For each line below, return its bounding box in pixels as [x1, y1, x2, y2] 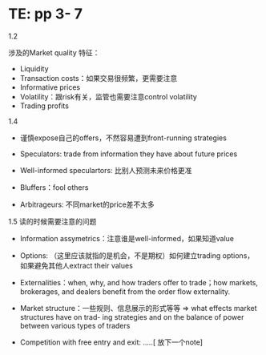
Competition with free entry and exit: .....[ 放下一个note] [19, 337, 203, 347]
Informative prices [19, 82, 81, 92]
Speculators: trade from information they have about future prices [19, 149, 238, 159]
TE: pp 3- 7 [8, 5, 83, 23]
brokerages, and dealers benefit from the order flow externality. [19, 286, 231, 297]
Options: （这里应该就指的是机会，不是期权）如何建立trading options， [19, 250, 255, 260]
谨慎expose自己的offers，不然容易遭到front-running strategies [19, 133, 227, 143]
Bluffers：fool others [19, 182, 89, 192]
